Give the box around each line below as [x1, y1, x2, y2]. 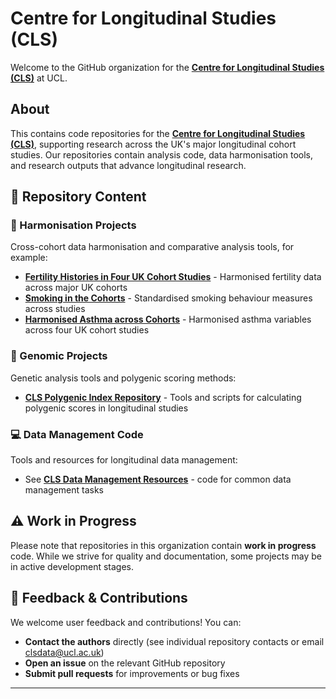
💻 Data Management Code [10, 427, 144, 441]
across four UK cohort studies [24, 324, 150, 336]
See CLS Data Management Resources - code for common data [24, 473, 292, 486]
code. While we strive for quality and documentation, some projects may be [10, 550, 322, 562]
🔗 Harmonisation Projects [10, 218, 137, 232]
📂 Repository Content [10, 188, 147, 206]
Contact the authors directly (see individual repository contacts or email [24, 635, 325, 647]
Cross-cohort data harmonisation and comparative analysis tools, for [10, 241, 295, 253]
